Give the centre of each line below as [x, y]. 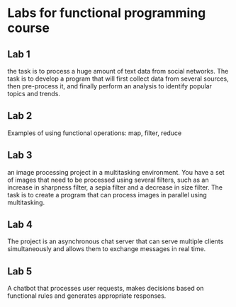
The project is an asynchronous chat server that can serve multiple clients [116, 241]
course [28, 28]
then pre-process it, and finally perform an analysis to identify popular [110, 86]
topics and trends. [34, 94]
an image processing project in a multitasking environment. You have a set [116, 172]
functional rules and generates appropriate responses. [87, 296]
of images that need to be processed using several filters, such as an [108, 180]
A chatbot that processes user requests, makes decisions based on [106, 289]
